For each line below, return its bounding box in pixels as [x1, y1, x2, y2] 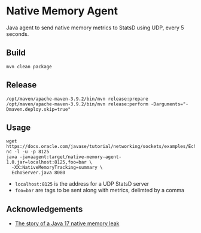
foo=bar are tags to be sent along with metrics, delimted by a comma [14, 187, 184, 194]
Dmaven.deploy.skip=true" [6, 106, 71, 112]
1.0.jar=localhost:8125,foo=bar [6, 159, 87, 165]
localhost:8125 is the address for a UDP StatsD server [14, 180, 150, 187]
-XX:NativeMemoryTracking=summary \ [11, 165, 103, 171]
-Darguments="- [150, 101, 188, 107]
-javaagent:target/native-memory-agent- [19, 154, 121, 160]
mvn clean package [6, 63, 52, 69]
